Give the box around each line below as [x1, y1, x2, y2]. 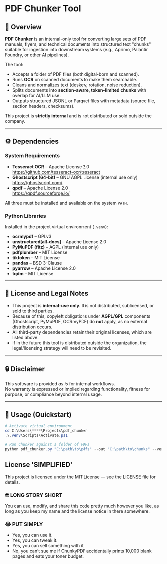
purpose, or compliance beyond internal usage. [5, 391, 102, 397]
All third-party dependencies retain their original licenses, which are [12, 329, 152, 335]
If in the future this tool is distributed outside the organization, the [12, 340, 147, 346]
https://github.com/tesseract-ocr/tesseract [12, 169, 100, 175]
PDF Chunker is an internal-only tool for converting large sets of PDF [5, 36, 147, 42]
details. [5, 479, 20, 485]
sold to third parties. [12, 308, 54, 314]
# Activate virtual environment [5, 424, 72, 429]
